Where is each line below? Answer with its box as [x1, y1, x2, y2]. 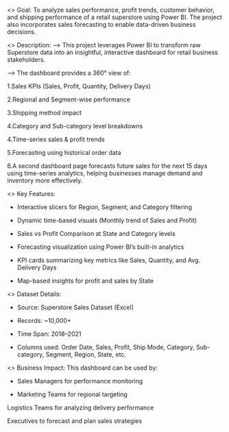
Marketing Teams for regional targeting [16, 390, 128, 398]
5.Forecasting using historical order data [7, 149, 121, 156]
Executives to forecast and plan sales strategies [7, 417, 143, 424]
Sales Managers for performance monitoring [16, 377, 143, 385]
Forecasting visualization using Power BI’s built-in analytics [16, 243, 184, 251]
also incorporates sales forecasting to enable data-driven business [7, 21, 196, 28]
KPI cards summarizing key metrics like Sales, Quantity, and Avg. [16, 256, 201, 264]
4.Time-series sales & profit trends [7, 135, 105, 143]
